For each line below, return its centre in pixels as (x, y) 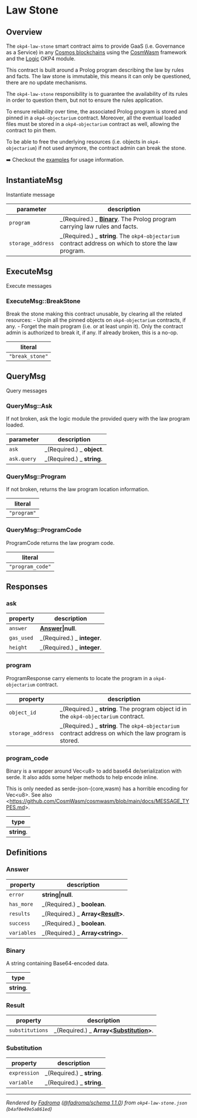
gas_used (21, 638)
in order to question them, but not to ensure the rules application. (85, 100)
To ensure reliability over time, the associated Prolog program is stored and (97, 112)
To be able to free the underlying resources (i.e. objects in (76, 142)
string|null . (57, 894)
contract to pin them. (31, 130)
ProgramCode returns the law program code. (60, 543)
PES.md (16, 807)
